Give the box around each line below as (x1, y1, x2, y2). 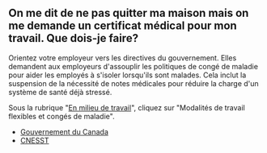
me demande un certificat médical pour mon (8, 19, 237, 33)
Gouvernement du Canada (19, 126, 109, 136)
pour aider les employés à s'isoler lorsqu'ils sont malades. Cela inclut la (8, 70, 247, 80)
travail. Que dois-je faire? (8, 31, 139, 45)
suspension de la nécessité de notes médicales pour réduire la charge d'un (8, 78, 259, 88)
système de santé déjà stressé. (8, 87, 112, 97)
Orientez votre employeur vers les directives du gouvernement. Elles (8, 52, 237, 63)
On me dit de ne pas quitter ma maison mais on (8, 6, 249, 20)
